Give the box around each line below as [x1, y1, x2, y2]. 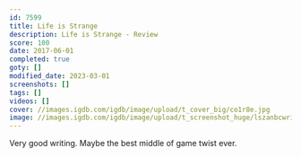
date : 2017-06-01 [9, 47, 74, 56]
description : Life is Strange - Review [9, 30, 159, 39]
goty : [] [9, 64, 42, 73]
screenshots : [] [9, 80, 70, 89]
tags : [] [9, 88, 42, 97]
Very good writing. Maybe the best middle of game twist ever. [9, 138, 237, 149]
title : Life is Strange [9, 22, 99, 31]
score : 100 [9, 38, 50, 48]
